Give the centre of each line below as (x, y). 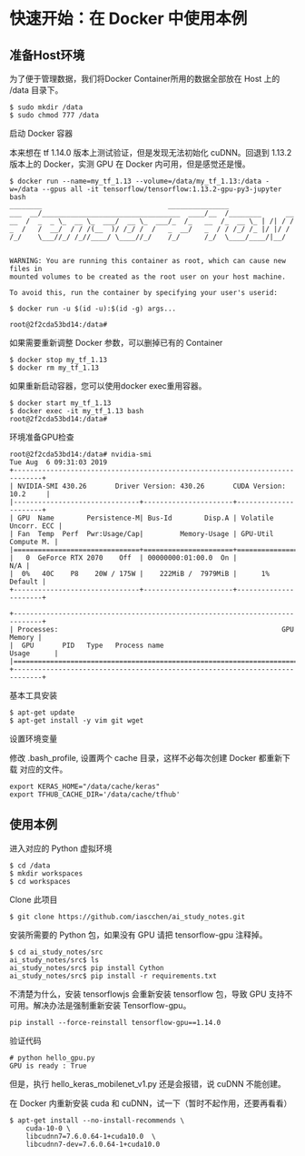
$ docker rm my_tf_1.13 (54, 368)
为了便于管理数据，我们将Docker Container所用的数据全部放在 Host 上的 (145, 79)
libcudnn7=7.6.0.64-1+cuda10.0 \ (91, 1136)
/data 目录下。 (36, 90)
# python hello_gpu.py (52, 1058)
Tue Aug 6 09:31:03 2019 (58, 462)
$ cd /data (30, 866)
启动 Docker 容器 (41, 133)
